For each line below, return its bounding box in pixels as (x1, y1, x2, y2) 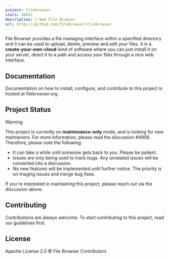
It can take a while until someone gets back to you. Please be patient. (12, 149, 157, 155)
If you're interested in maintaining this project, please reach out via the (5, 181, 153, 187)
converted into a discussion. (12, 160, 72, 166)
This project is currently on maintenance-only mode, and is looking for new (5, 128, 164, 135)
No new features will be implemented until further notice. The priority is (12, 166, 162, 172)
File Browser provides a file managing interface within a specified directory (5, 36, 162, 42)
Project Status (5, 105, 52, 114)
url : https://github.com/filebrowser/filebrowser (5, 21, 112, 27)
